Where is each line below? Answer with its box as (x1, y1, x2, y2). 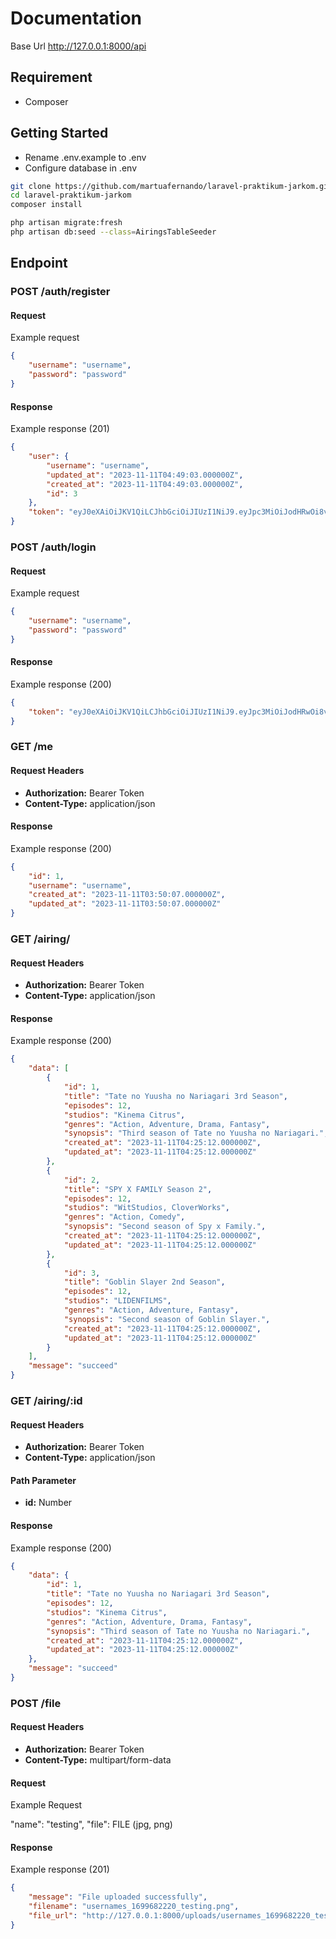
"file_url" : (28, 1911, 78, 1921)
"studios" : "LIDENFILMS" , (63, 1296, 172, 1306)
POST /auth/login (10, 540, 97, 554)
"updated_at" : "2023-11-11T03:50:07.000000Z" (28, 899, 222, 909)
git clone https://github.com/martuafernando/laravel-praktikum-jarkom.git (10, 181, 333, 191)
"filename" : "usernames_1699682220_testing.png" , (28, 1902, 240, 1912)
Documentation (10, 7, 143, 30)
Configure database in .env (24, 162, 137, 174)
